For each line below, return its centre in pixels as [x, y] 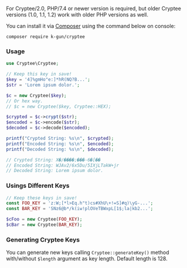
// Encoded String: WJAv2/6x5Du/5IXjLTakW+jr [62, 165]
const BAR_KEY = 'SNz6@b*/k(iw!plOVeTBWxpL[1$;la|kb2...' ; [80, 209]
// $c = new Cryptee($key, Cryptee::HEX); [59, 106]
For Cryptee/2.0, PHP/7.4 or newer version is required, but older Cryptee [94, 8]
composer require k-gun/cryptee [45, 37]
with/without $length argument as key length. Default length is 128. [87, 259]
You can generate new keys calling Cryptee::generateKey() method [88, 252]
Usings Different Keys [38, 185]
